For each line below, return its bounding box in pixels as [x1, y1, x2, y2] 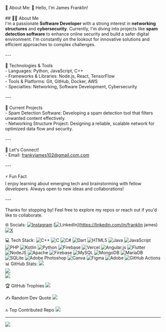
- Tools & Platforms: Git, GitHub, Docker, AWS [5, 78, 98, 84]
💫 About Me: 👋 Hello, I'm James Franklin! [5, 5, 88, 10]
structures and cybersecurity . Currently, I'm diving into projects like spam [5, 26, 158, 32]
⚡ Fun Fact [5, 173, 27, 179]
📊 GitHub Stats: [5, 261, 38, 267]
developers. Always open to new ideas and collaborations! [5, 186, 124, 192]
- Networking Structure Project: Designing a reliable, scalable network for [5, 120, 155, 126]
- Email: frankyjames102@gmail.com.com [5, 152, 90, 158]
